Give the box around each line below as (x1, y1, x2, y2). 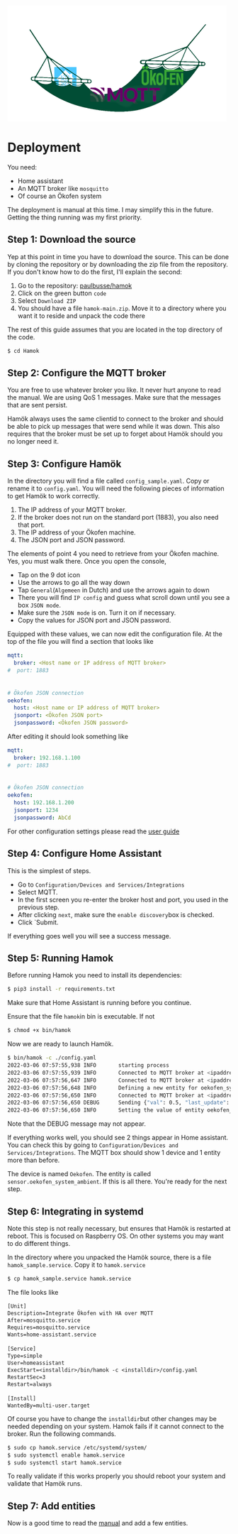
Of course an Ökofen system (17, 192, 102, 200)
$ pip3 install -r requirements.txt (7, 985, 115, 993)
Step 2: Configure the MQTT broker (7, 367, 166, 379)
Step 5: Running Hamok (7, 952, 114, 964)
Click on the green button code (17, 289, 107, 297)
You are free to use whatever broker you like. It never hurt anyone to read (7, 385, 222, 395)
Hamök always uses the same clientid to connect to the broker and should (7, 415, 224, 423)
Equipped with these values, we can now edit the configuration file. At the (7, 630, 223, 638)
